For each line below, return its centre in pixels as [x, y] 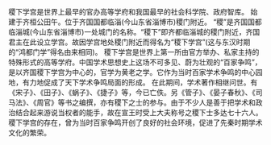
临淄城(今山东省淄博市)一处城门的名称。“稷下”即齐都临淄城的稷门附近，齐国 [134, 32]
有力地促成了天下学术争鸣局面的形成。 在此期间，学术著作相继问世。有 [140, 82]
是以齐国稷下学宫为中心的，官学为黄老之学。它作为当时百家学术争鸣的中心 [132, 72]
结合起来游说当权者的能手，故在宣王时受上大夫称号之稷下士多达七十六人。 [139, 112]
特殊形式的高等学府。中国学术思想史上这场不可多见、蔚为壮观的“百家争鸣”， [135, 62]
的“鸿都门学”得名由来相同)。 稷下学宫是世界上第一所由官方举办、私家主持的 [134, 52]
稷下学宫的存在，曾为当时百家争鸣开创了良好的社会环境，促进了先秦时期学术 [135, 122]
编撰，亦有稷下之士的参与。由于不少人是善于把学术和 [167, 102]
